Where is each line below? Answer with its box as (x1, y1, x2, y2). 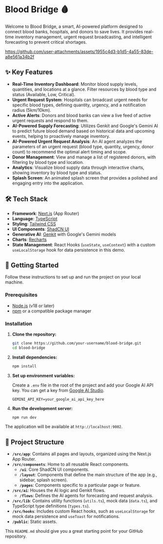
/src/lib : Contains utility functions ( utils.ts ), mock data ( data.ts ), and (12, 498, 158, 504)
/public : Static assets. (12, 518, 57, 525)
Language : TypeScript (12, 215, 58, 221)
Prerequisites (5, 291, 38, 298)
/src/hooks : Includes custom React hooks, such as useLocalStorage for (12, 508, 155, 514)
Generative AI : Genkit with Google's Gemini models (12, 231, 116, 237)
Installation (5, 320, 33, 327)
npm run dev (12, 415, 37, 420)
